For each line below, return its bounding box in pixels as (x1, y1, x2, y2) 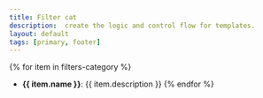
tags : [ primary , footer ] (9, 37, 101, 47)
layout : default (9, 29, 69, 38)
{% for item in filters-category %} (9, 62, 132, 72)
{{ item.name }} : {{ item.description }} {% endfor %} (21, 79, 215, 89)
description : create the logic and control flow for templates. (9, 21, 255, 30)
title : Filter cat (9, 12, 77, 22)
